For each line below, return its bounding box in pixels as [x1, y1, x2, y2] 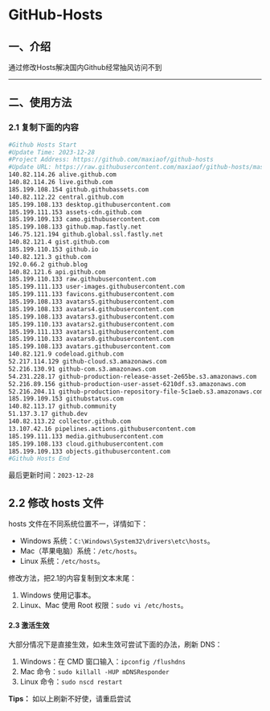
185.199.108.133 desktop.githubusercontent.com [8, 200, 171, 208]
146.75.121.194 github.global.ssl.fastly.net [8, 231, 163, 239]
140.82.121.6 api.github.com [8, 268, 106, 276]
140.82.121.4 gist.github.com [8, 238, 110, 246]
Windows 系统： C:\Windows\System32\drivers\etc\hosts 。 [19, 536, 215, 546]
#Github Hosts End [8, 454, 70, 463]
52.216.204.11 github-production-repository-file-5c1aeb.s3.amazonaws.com [8, 388, 264, 396]
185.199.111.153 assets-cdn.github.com [8, 208, 142, 216]
